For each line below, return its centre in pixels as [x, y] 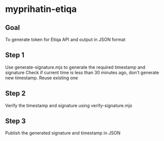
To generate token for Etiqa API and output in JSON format [65, 39]
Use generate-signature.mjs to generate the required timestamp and [75, 67]
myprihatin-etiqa [41, 9]
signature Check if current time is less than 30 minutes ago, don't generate [82, 72]
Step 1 [15, 55]
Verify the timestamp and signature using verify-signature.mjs [69, 105]
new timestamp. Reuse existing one [42, 78]
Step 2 [15, 93]
